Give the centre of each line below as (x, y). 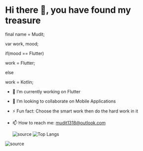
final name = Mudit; (25, 34)
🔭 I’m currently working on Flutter (46, 91)
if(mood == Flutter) (25, 53)
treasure (23, 20)
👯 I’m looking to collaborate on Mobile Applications (64, 101)
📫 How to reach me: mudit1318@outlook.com (59, 122)
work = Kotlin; (19, 82)
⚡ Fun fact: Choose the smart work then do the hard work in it (75, 111)
